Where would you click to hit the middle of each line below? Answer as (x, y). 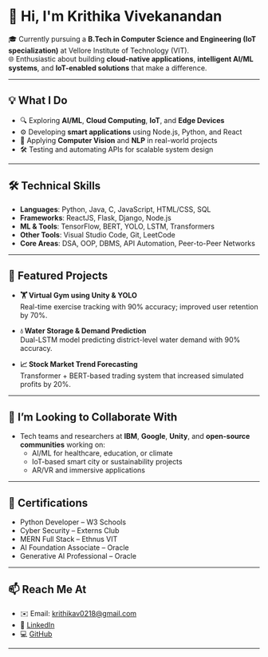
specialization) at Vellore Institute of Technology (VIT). (99, 50)
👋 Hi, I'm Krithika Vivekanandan (115, 16)
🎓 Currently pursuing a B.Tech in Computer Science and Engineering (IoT (132, 38)
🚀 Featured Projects (58, 275)
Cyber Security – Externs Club (69, 530)
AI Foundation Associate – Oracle (74, 547)
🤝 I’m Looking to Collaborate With (93, 417)
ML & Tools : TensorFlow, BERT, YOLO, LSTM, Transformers (117, 226)
